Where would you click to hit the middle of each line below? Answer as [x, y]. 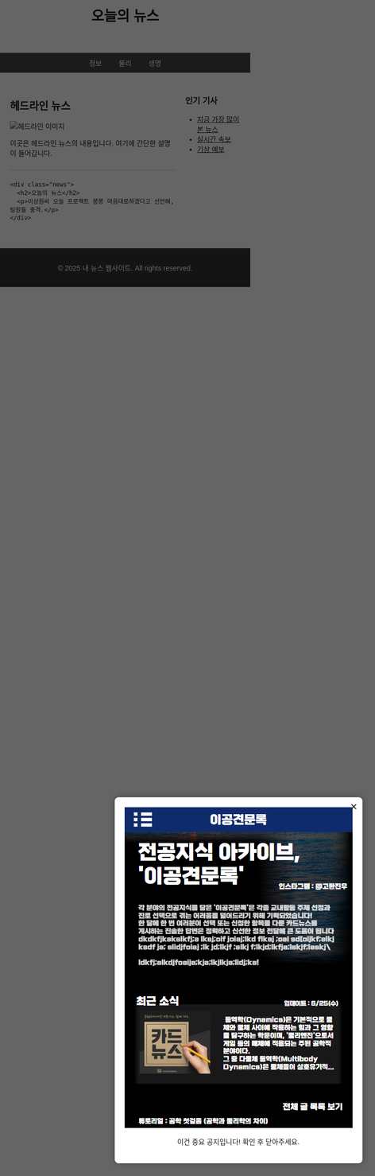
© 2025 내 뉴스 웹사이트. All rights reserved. [125, 268]
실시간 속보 [214, 140]
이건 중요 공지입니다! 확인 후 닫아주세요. [238, 1142]
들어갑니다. [35, 153]
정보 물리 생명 [125, 64]
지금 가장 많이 [218, 120]
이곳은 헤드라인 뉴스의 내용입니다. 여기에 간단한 [83, 144]
